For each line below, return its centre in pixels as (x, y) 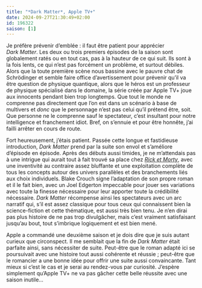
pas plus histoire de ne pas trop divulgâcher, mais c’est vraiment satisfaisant (101, 217)
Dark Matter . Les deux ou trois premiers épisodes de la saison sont (90, 52)
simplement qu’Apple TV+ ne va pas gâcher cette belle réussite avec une (97, 274)
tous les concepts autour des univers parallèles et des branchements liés (97, 173)
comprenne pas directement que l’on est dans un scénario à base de (91, 103)
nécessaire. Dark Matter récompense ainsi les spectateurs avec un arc (94, 198)
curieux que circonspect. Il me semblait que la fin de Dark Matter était (93, 242)
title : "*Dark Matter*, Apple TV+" (51, 12)
